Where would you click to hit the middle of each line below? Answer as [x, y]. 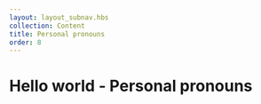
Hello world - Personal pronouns [131, 86]
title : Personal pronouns [57, 34]
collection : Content [47, 26]
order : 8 [25, 42]
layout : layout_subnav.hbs [59, 17]
